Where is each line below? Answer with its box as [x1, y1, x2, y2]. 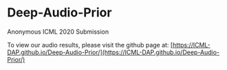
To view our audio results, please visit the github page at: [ [7, 40, 173, 49]
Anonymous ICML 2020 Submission [7, 27, 109, 36]
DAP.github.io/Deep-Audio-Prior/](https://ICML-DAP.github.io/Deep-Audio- [7, 48, 220, 56]
